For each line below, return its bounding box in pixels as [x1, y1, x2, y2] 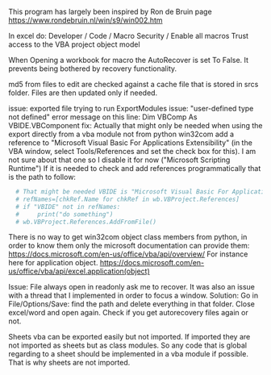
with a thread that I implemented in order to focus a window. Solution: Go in [8, 290, 259, 301]
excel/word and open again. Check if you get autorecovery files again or [8, 308, 248, 318]
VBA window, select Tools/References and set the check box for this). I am [8, 147, 256, 156]
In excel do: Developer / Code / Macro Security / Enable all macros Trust [8, 31, 248, 40]
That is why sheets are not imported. [8, 358, 131, 368]
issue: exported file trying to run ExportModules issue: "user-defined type [8, 104, 254, 113]
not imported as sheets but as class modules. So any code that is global [8, 340, 248, 350]
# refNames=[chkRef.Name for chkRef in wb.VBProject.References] [15, 195, 240, 203]
